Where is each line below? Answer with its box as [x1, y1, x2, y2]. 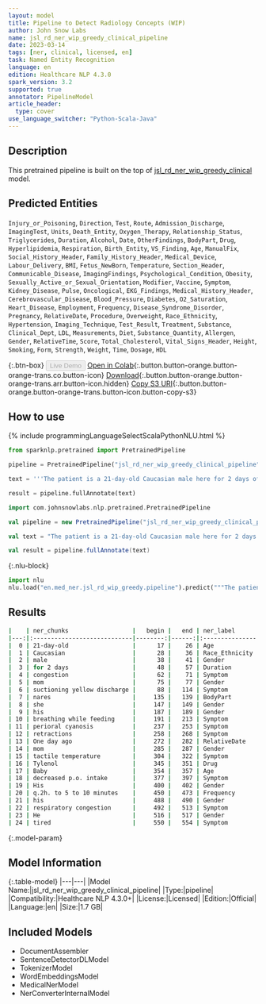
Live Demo [50, 361, 82, 370]
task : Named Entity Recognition [8, 56, 115, 64]
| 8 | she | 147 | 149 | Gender [8, 700, 225, 709]
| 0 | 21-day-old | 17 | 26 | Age [8, 641, 215, 649]
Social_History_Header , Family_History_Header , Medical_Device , [8, 252, 217, 261]
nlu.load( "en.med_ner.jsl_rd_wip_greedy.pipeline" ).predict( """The [8, 584, 236, 592]
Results [8, 606, 47, 619]
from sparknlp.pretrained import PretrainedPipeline [8, 446, 186, 455]
